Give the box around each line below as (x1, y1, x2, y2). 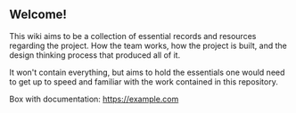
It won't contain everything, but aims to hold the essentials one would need (9, 67, 285, 77)
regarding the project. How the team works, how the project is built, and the (9, 40, 287, 51)
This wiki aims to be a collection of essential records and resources (9, 30, 257, 41)
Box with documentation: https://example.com (9, 93, 179, 104)
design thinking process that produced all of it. (9, 49, 181, 61)
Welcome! (9, 7, 67, 22)
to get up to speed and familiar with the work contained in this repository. (9, 76, 278, 87)
